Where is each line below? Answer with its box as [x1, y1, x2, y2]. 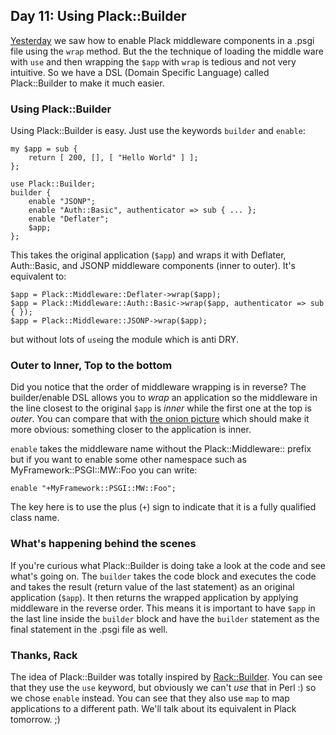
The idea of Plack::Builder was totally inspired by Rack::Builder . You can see [10, 671, 323, 683]
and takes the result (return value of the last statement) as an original [10, 580, 295, 593]
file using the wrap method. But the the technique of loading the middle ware [10, 45, 324, 57]
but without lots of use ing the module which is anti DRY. [10, 334, 239, 346]
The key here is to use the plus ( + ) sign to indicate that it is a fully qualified [10, 501, 317, 513]
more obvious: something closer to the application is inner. [10, 424, 252, 436]
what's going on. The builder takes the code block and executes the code [10, 570, 317, 582]
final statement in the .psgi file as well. [10, 623, 168, 635]
